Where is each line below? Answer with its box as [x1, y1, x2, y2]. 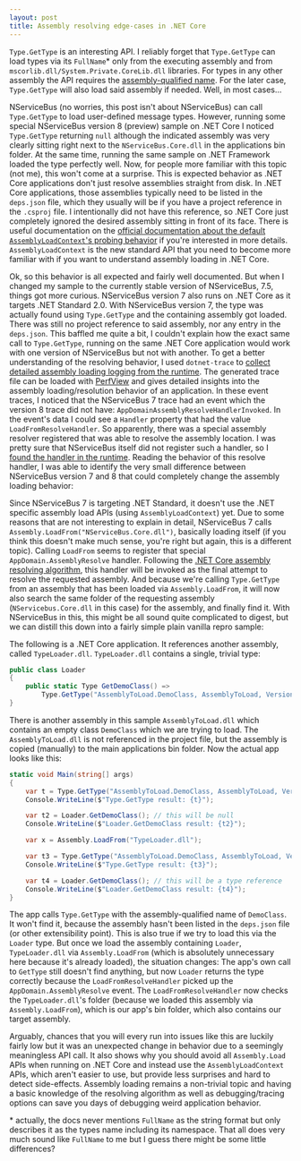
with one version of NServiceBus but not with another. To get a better [9, 346, 266, 358]
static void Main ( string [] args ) [9, 770, 134, 779]
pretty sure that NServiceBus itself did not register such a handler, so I [9, 442, 269, 453]
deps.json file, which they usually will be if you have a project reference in [9, 196, 282, 207]
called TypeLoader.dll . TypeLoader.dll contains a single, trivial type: [9, 648, 262, 659]
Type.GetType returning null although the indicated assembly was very [9, 130, 271, 141]
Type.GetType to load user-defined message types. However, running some [9, 111, 286, 122]
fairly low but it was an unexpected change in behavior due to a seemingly [9, 1040, 284, 1052]
